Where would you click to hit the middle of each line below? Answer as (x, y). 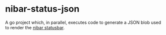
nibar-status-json (42, 9)
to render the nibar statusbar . (35, 27)
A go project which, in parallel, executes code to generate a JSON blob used (83, 22)
